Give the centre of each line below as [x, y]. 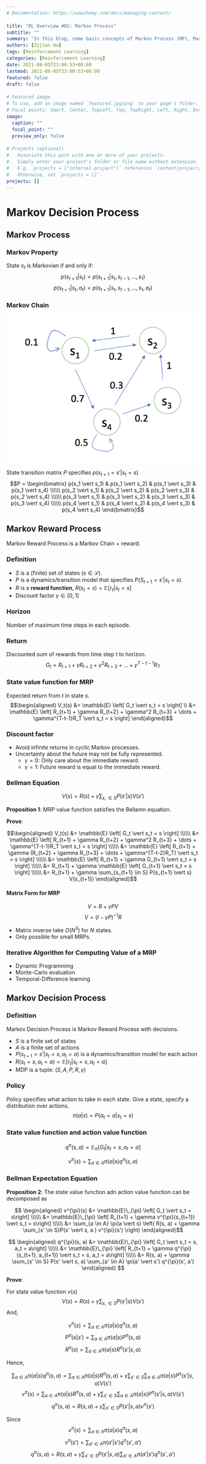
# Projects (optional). [37, 149]
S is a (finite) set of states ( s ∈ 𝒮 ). [59, 573]
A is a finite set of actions [47, 1047]
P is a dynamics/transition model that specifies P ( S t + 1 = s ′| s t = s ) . [99, 581]
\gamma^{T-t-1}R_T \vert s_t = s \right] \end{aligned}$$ [103, 718]
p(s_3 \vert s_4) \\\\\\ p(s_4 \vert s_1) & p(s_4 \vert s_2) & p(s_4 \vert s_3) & [103, 503]
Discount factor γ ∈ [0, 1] [47, 596]
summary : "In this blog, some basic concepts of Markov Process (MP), [98, 39]
